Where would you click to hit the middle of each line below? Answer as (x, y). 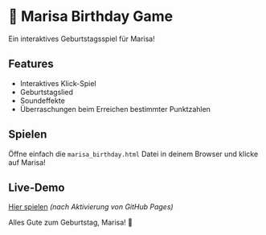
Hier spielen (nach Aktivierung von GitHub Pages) (91, 207)
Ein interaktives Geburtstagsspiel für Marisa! (82, 39)
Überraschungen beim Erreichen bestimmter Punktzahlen (115, 109)
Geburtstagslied (47, 92)
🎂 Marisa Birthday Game (91, 16)
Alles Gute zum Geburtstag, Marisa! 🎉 (70, 223)
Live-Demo (37, 187)
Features (31, 64)
